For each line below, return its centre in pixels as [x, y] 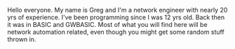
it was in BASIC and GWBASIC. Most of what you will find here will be [108, 24]
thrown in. [22, 39]
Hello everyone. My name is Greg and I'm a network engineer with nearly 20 [117, 10]
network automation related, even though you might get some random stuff [116, 32]
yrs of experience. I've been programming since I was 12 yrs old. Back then [116, 17]
